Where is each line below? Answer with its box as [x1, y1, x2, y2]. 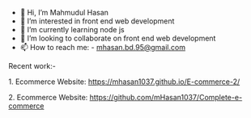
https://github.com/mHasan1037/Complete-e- [89, 93, 243, 102]
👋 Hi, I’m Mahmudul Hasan [19, 8, 109, 17]
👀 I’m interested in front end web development [19, 16, 175, 26]
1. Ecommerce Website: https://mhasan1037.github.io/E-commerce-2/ [8, 77, 240, 86]
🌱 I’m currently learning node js [19, 25, 125, 34]
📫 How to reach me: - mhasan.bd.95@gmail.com [19, 43, 186, 52]
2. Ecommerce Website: [8, 93, 88, 102]
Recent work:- [8, 61, 57, 70]
